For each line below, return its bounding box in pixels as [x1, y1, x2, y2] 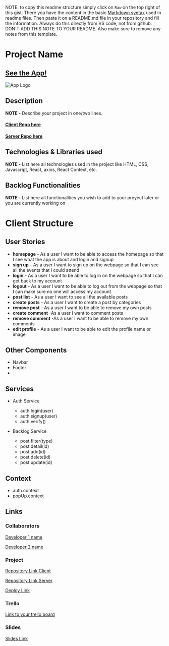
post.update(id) [20, 459, 52, 465]
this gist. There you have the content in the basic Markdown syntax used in [5, 10, 161, 16]
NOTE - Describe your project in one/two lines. [5, 110, 102, 116]
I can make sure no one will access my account [12, 288, 111, 295]
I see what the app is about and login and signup [12, 256, 114, 262]
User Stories [5, 238, 45, 246]
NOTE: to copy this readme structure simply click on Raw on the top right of [5, 5, 160, 10]
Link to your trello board [5, 611, 55, 617]
